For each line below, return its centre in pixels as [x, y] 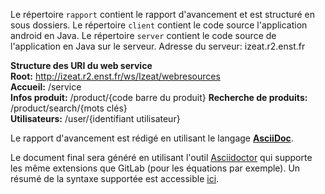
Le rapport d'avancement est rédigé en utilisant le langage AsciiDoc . [152, 138]
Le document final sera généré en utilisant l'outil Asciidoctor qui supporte [161, 157]
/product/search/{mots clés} [69, 108]
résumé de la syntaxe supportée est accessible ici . [115, 178]
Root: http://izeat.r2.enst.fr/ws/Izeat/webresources [115, 76]
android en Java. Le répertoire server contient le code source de [143, 35]
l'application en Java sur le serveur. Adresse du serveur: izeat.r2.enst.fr [158, 46]
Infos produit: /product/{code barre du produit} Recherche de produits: [159, 97]
